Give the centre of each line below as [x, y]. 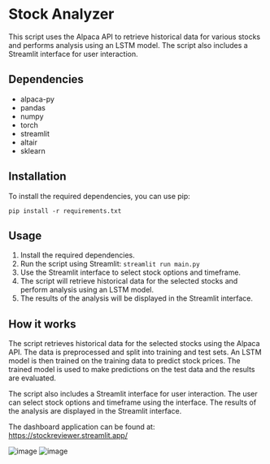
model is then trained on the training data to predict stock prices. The [124, 361]
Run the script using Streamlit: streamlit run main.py [110, 264]
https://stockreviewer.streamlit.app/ [68, 436]
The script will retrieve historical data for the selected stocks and [129, 281]
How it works [42, 324]
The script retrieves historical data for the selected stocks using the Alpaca [134, 344]
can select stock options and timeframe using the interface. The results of [133, 402]
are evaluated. [33, 378]
